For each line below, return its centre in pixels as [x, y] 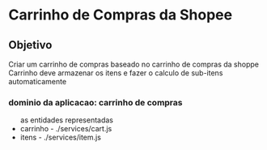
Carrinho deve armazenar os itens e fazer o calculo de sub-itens [116, 73]
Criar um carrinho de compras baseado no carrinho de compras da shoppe [133, 64]
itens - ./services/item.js [60, 137]
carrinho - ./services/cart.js [66, 129]
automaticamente [38, 81]
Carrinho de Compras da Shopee [121, 15]
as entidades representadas [67, 120]
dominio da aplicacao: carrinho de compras [95, 102]
